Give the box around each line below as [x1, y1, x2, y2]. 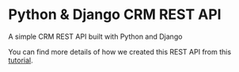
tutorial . [8, 55, 33, 65]
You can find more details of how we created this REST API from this [8, 47, 232, 56]
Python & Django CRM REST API [8, 6, 222, 24]
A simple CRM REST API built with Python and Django [8, 32, 183, 41]
